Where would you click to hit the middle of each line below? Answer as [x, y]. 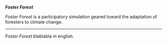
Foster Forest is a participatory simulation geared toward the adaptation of [81, 17]
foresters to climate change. [34, 22]
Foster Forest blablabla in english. [40, 36]
